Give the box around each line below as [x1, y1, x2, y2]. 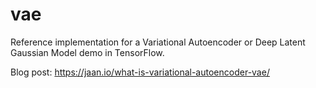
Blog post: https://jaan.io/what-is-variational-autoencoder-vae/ [10, 66, 270, 78]
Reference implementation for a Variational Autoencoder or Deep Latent [10, 36, 306, 48]
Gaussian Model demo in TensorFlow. [10, 46, 165, 58]
